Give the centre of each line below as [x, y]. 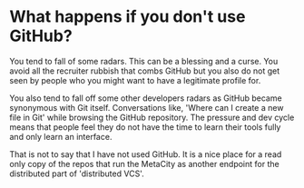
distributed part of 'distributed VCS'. [77, 173]
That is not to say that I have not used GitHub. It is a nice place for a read [146, 154]
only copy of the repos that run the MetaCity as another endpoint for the [144, 163]
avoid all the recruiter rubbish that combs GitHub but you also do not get [145, 71]
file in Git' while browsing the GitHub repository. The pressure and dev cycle [152, 117]
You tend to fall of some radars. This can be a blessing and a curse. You [144, 61]
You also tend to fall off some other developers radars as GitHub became [146, 98]
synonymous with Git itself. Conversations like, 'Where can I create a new [147, 107]
